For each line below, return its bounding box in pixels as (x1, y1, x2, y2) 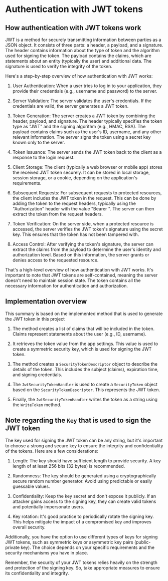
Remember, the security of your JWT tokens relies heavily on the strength (5, 559, 158, 565)
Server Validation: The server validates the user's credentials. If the (12, 98, 152, 104)
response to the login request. (12, 154, 75, 160)
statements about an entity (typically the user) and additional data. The (5, 58, 152, 64)
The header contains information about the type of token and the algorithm (5, 48, 160, 53)
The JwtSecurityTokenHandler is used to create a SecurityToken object (12, 381, 158, 387)
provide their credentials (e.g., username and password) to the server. (12, 88, 157, 94)
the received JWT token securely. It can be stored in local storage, (12, 169, 150, 175)
